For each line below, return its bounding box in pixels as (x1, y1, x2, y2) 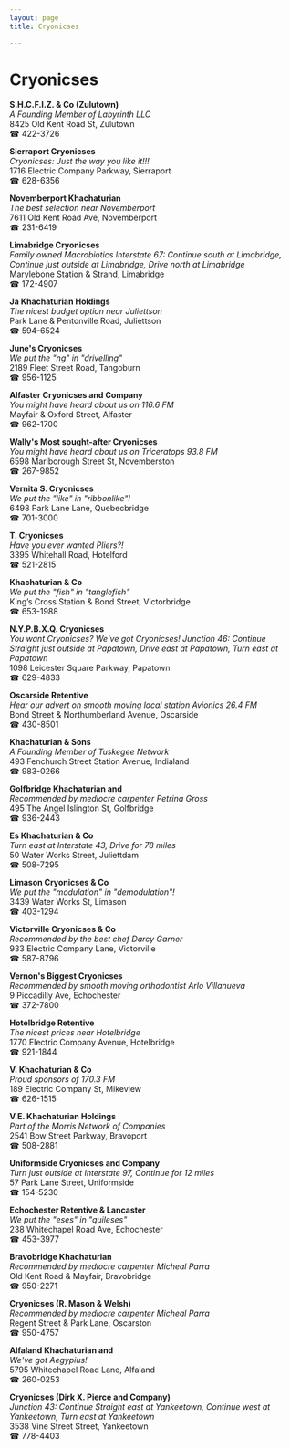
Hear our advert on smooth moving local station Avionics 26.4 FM (9, 699, 258, 710)
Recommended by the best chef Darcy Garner (9, 933, 183, 945)
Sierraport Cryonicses (9, 146, 96, 157)
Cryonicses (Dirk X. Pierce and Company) (9, 1391, 171, 1402)
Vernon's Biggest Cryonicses (9, 971, 123, 982)
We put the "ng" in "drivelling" (9, 352, 123, 363)
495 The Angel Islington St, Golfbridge (9, 803, 154, 814)
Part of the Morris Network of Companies (9, 1120, 166, 1132)
